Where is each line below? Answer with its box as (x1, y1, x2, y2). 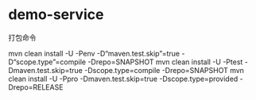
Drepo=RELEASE (8, 82, 64, 92)
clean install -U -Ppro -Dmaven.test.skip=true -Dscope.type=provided (8, 74, 239, 83)
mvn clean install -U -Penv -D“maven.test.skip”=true (8, 48, 180, 58)
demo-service (8, 6, 104, 24)
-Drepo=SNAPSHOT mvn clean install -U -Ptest (87, 57, 243, 67)
